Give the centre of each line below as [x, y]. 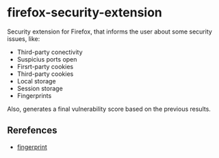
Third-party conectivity [50, 52]
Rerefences [32, 130]
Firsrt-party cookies [45, 66]
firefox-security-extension [85, 13]
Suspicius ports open [47, 59]
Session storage [40, 88]
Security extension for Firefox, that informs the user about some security [109, 31]
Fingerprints [34, 95]
